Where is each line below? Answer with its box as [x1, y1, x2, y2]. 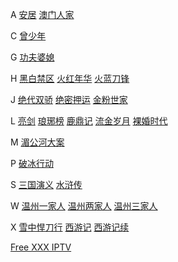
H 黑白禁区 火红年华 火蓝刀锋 [10, 73, 130, 84]
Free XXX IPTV [10, 241, 72, 253]
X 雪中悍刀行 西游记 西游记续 [10, 221, 130, 233]
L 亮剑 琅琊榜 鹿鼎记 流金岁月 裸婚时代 [10, 115, 168, 127]
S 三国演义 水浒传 [10, 179, 83, 190]
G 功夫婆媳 [10, 51, 55, 63]
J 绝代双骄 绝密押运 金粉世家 [10, 94, 128, 105]
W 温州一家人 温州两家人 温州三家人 [10, 200, 158, 212]
